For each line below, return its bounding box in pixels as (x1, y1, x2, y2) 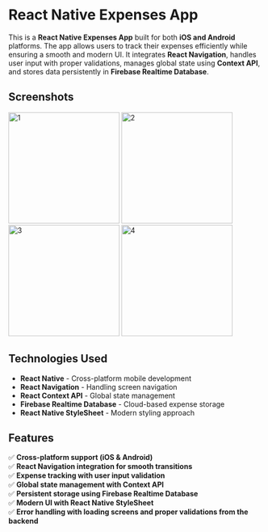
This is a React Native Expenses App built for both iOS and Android (8, 32, 236, 42)
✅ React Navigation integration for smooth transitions (8, 462, 193, 471)
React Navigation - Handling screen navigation (19, 382, 178, 391)
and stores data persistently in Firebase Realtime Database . (8, 66, 209, 76)
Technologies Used (8, 352, 107, 365)
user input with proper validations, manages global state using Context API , (8, 58, 261, 68)
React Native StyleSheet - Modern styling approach (19, 407, 195, 417)
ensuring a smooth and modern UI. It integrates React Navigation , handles (8, 49, 257, 59)
